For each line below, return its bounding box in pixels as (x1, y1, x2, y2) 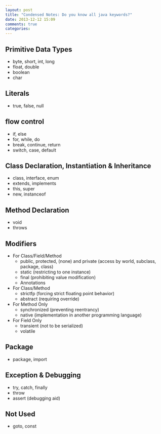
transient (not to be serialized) (20, 323, 84, 329)
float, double (12, 64, 39, 70)
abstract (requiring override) (20, 296, 79, 302)
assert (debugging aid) (12, 395, 61, 401)
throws (12, 225, 27, 231)
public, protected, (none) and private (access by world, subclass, (20, 258, 156, 264)
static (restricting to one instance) (20, 269, 91, 275)
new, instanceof (12, 191, 46, 198)
